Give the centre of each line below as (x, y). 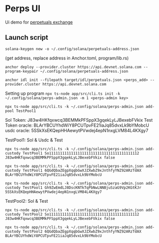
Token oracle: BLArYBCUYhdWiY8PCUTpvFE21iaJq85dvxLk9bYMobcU (77, 125)
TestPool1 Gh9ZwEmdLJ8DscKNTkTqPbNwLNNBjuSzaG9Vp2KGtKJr (82, 188)
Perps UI (23, 9)
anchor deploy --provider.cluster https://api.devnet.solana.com (73, 67)
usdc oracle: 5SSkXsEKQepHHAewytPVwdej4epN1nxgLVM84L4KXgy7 (77, 130)
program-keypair (22, 71)
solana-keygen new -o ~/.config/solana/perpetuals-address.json (72, 49)
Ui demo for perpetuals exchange (39, 22)
